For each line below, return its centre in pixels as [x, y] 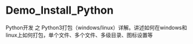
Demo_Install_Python [60, 10]
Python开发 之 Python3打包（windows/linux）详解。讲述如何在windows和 [96, 27]
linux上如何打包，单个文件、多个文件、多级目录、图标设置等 [79, 35]
